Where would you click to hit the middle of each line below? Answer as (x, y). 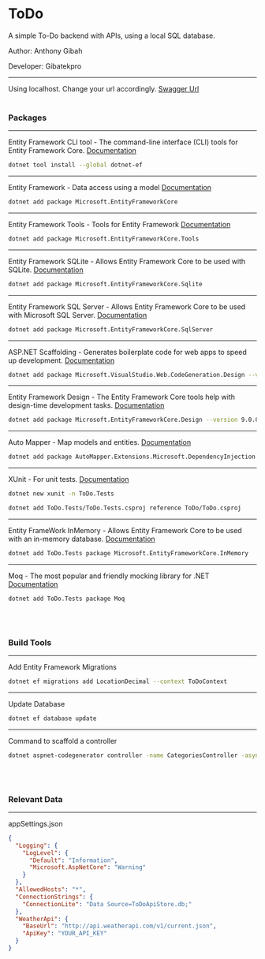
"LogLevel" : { (45, 853)
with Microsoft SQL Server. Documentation (78, 315)
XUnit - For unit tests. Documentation (69, 479)
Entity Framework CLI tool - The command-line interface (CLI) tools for (123, 142)
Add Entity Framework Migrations (62, 667)
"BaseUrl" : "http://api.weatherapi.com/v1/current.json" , (119, 926)
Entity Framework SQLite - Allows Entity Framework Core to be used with (127, 261)
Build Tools (30, 642)
